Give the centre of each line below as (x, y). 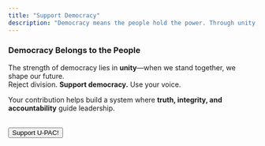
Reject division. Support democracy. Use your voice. (95, 84)
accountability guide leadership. (62, 108)
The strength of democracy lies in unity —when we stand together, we (122, 67)
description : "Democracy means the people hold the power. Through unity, (134, 23)
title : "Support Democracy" (54, 15)
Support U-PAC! (35, 132)
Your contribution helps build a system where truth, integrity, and (115, 99)
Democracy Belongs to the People (75, 51)
